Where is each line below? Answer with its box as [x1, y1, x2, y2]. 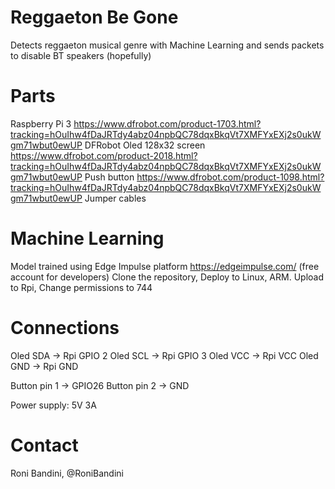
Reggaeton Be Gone [10, 6, 179, 29]
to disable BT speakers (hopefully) [10, 49, 152, 61]
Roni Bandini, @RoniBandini [10, 467, 124, 479]
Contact [10, 434, 79, 456]
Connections [10, 317, 120, 339]
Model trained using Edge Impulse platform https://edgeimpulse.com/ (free [10, 260, 320, 272]
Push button [84, 171, 135, 183]
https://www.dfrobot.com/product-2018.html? [10, 149, 198, 161]
